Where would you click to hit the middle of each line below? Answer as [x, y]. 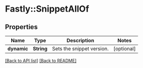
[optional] [125, 49]
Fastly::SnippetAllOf [47, 9]
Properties [21, 27]
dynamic [18, 49]
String [40, 49]
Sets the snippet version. [80, 49]
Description [80, 41]
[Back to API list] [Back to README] [41, 61]
